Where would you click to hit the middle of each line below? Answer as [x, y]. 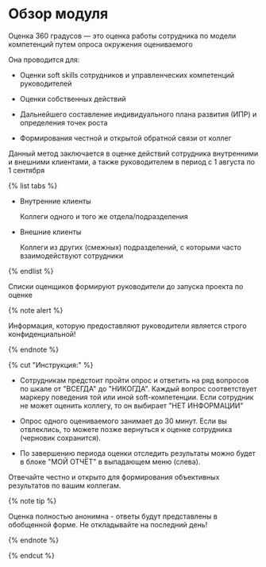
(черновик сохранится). [60, 438]
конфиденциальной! [42, 334]
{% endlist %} [31, 271]
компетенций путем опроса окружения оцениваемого [100, 44]
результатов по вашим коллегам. [65, 485]
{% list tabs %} [33, 185]
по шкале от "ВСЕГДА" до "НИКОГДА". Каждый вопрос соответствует [138, 388]
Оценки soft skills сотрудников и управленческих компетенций [127, 75]
